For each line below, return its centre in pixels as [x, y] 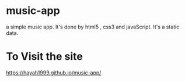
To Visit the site [44, 57]
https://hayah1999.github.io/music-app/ [54, 72]
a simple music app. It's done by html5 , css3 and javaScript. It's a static [93, 27]
